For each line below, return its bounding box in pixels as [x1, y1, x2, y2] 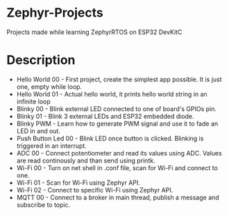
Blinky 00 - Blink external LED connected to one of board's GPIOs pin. [16, 104, 217, 113]
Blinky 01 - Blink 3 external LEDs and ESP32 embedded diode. [16, 112, 195, 120]
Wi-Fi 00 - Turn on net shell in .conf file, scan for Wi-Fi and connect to [16, 163, 218, 172]
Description [6, 52, 76, 68]
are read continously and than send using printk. [16, 156, 155, 165]
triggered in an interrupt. [16, 141, 87, 150]
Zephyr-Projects [6, 5, 103, 21]
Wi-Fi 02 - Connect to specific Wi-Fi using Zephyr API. [16, 185, 173, 194]
